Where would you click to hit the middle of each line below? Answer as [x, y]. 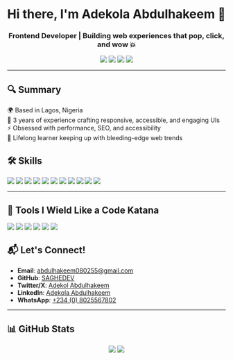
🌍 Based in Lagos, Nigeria [45, 110]
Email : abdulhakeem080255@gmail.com [75, 271]
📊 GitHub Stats [41, 329]
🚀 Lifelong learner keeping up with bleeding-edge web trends [95, 138]
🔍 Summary [34, 89]
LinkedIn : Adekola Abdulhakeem [64, 292]
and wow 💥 [116, 44]
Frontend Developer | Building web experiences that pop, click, [116, 36]
